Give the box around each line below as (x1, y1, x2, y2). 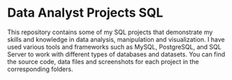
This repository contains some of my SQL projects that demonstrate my (7, 28, 213, 36)
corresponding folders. (7, 65, 73, 73)
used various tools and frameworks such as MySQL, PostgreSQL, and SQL (7, 42, 222, 51)
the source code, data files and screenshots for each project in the (7, 57, 199, 65)
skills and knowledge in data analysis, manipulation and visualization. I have (7, 35, 225, 43)
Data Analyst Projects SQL (7, 5, 164, 21)
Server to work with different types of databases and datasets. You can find (7, 50, 226, 58)
